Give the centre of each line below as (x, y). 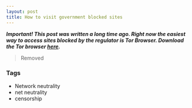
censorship (28, 99)
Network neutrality (37, 86)
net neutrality (31, 92)
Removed (32, 58)
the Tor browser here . (33, 46)
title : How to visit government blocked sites (64, 17)
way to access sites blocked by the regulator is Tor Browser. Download (95, 40)
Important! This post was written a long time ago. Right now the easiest (96, 34)
